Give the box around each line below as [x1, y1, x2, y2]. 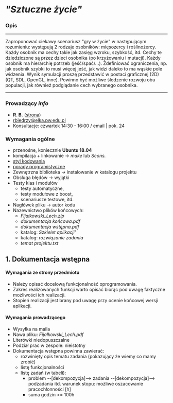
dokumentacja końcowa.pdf [20, 218, 81, 224]
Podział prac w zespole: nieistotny [12, 342, 86, 348]
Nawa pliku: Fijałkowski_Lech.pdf [12, 331, 84, 338]
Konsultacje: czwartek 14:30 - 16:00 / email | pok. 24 [12, 122, 125, 129]
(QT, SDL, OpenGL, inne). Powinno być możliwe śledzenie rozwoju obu [5, 77, 155, 83]
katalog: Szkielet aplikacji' [20, 229, 76, 235]
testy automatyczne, [20, 185, 64, 191]
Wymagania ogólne [5, 135, 55, 143]
